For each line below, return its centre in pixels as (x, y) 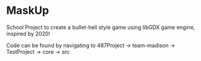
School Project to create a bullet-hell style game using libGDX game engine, (101, 27)
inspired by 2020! (28, 33)
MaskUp (28, 11)
